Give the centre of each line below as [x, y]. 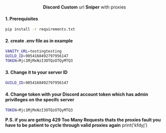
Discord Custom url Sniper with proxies [85, 7]
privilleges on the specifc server [40, 99]
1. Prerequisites [22, 19]
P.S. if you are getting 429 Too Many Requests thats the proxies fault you [83, 120]
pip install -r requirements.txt [40, 29]
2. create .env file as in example [39, 41]
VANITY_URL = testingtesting [33, 51]
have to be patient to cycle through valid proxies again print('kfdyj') [76, 125]
